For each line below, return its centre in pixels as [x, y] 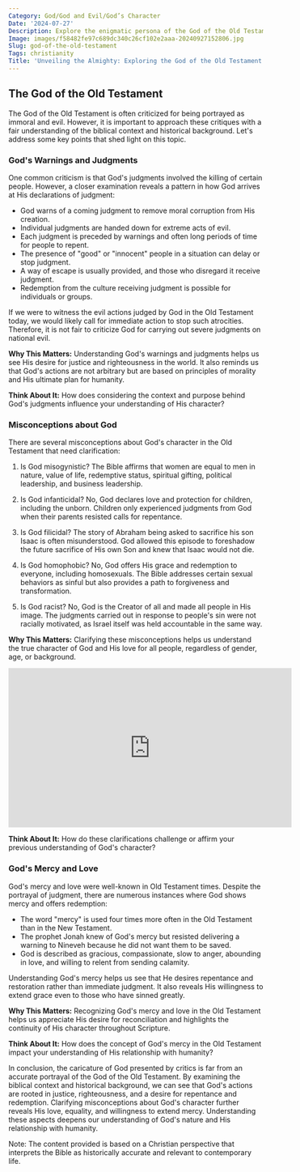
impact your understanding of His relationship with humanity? [111, 1052]
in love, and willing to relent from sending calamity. [105, 962]
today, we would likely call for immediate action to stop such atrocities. [126, 321]
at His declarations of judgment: [62, 194]
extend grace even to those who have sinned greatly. [97, 995]
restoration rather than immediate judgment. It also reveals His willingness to [136, 986]
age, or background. [42, 657]
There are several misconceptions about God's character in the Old [120, 443]
